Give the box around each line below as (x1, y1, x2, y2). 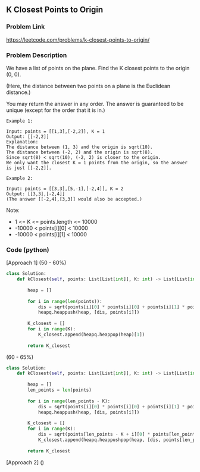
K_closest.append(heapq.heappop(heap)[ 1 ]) (37, 332, 145, 337)
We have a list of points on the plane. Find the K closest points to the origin (6, 64, 190, 71)
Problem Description (6, 51, 67, 59)
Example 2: (6, 175, 33, 181)
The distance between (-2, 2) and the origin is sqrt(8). (6, 149, 153, 155)
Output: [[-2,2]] (6, 133, 49, 139)
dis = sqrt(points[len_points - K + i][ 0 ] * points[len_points (37, 432, 198, 437)
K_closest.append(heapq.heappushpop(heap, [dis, (37, 437, 161, 443)
